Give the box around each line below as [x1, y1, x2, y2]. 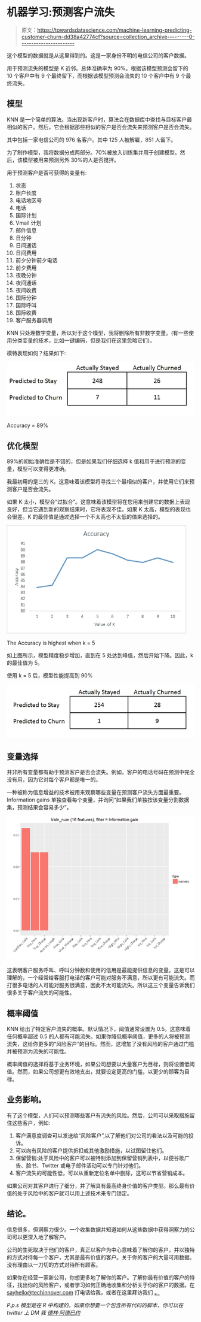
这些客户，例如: [11, 1119, 51, 1126]
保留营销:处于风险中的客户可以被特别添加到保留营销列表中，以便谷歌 [15, 1154, 184, 1161]
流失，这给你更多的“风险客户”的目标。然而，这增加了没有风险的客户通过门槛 [7, 1040, 194, 1048]
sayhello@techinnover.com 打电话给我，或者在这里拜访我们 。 [7, 1288, 160, 1296]
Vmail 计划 [15, 219, 42, 226]
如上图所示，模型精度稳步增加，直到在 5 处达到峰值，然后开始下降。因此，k [7, 652, 193, 659]
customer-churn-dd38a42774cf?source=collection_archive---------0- [21, 33, 195, 40]
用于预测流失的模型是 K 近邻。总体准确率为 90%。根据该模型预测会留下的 [7, 64, 188, 72]
